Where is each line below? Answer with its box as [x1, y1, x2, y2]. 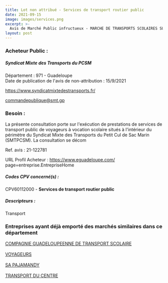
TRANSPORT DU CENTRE [5, 272, 58, 279]
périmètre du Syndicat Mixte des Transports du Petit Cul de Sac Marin [5, 132, 150, 138]
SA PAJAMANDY [5, 262, 40, 268]
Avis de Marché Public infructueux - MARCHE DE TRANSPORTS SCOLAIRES [9, 26, 157, 31]
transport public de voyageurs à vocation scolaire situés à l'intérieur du [5, 127, 152, 133]
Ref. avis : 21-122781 [5, 147, 47, 153]
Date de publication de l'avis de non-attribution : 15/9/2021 [5, 77, 126, 83]
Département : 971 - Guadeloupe [5, 72, 72, 78]
